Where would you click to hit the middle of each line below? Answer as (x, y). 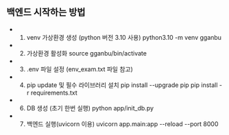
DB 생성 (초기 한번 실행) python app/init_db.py (90, 108)
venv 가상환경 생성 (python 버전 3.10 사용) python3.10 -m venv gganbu (124, 37)
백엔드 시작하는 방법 (46, 12)
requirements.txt (54, 93)
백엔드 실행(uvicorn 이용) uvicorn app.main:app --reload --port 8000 (122, 124)
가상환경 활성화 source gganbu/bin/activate (86, 53)
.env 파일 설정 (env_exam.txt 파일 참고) (80, 69)
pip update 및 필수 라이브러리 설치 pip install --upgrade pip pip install (122, 85)
